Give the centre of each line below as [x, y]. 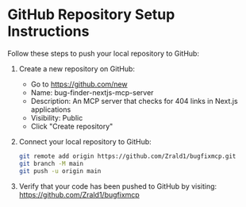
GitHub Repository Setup [91, 15]
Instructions [48, 31]
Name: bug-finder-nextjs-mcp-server [92, 92]
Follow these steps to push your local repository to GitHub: [104, 53]
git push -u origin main [60, 171]
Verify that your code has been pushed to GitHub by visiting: [118, 186]
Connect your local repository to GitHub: [85, 141]
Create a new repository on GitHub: [77, 68]
